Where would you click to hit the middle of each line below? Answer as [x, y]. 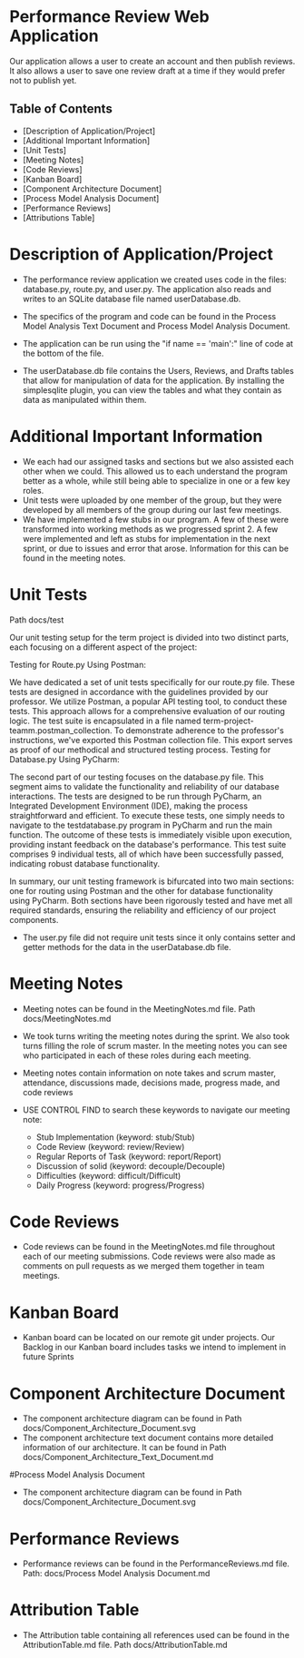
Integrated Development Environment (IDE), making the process [128, 806]
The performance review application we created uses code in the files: [155, 280]
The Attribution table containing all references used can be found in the [156, 1635]
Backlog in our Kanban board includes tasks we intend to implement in [154, 1347]
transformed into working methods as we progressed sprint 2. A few [150, 529]
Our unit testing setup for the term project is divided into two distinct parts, [149, 637]
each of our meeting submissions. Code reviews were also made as [149, 1256]
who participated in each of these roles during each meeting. [137, 1055]
